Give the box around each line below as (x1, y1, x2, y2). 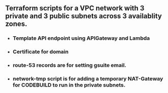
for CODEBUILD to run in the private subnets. (12, 81, 126, 88)
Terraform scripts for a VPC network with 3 (5, 4, 145, 13)
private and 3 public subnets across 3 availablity (5, 12, 162, 21)
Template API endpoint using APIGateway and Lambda (12, 35, 150, 42)
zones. (5, 20, 27, 28)
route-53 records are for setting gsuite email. (12, 62, 127, 69)
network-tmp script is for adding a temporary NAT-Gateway (12, 75, 163, 82)
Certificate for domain (12, 48, 69, 55)
